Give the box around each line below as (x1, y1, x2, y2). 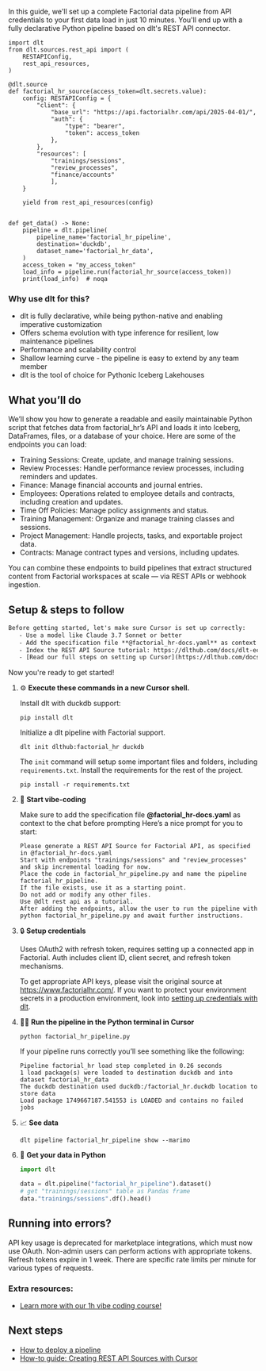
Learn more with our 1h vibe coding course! (19, 1300, 162, 1310)
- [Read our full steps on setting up (18, 654, 147, 662)
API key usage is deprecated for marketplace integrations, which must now (8, 1238, 253, 1247)
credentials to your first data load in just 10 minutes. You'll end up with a (8, 15, 243, 25)
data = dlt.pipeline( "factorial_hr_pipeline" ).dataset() (19, 1180, 212, 1189)
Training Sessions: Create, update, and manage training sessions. (19, 455, 234, 465)
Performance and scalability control (19, 345, 137, 355)
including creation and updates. (19, 497, 123, 507)
